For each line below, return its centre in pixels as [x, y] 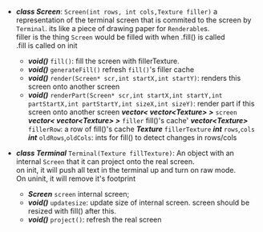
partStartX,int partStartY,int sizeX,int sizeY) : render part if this [141, 104]
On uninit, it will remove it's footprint [76, 178]
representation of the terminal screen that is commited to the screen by [134, 20]
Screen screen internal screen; [79, 194]
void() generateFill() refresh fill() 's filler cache [111, 70]
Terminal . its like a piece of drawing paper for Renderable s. [113, 28]
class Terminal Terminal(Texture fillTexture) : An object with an [125, 153]
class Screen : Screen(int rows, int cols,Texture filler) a [117, 12]
